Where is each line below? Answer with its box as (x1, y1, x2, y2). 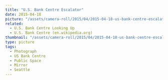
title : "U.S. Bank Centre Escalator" (5, 7, 84, 12)
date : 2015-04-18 (5, 12, 41, 17)
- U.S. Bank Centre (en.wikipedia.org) (9, 30, 93, 35)
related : (5, 21, 23, 26)
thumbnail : (5, 35, 28, 40)
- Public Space (9, 58, 41, 63)
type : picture (5, 40, 35, 45)
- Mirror (9, 63, 28, 68)
